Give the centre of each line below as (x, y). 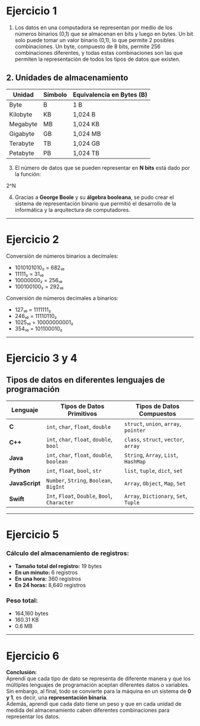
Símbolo (55, 95)
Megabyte (23, 124)
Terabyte (22, 143)
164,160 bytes (32, 613)
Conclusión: (22, 672)
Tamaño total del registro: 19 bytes (58, 566)
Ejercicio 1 (32, 11)
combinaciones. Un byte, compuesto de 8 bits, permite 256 (87, 46)
